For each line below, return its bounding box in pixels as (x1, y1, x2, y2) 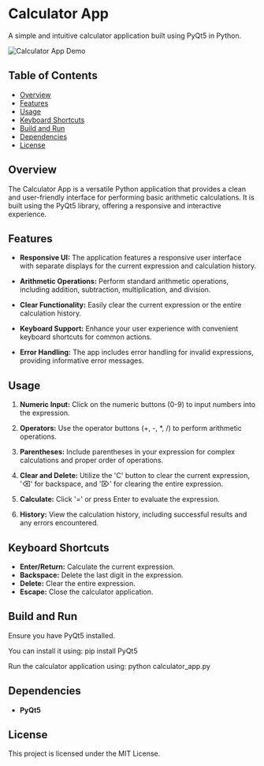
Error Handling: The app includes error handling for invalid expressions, (19, 348, 254, 357)
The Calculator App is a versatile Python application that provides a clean (8, 184, 247, 193)
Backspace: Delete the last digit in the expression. (19, 570, 184, 580)
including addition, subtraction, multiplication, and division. (19, 285, 211, 294)
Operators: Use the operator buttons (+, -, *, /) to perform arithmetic (19, 424, 242, 433)
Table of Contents (8, 69, 99, 83)
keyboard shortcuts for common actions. (19, 332, 152, 342)
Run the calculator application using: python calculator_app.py (8, 661, 211, 671)
